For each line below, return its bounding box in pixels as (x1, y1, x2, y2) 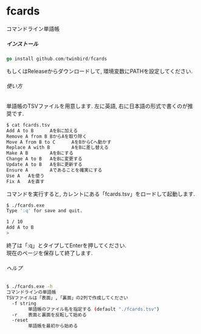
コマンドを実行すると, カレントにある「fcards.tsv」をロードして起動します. (6, 190, 196, 198)
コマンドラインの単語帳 (6, 289, 56, 295)
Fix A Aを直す (6, 178, 45, 184)
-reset (12, 317, 29, 324)
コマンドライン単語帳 (6, 25, 60, 32)
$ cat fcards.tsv (6, 122, 50, 128)
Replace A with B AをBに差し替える (6, 144, 109, 151)
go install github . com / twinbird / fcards (6, 56, 107, 62)
